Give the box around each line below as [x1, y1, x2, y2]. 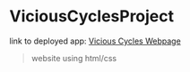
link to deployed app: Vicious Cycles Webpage [9, 36, 181, 46]
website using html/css [30, 52, 117, 63]
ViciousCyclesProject [9, 6, 175, 27]
